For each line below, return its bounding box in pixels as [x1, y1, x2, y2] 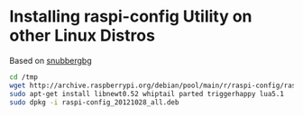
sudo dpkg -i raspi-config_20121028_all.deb [9, 97, 179, 107]
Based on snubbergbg [9, 55, 92, 66]
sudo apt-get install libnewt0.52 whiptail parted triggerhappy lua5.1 [9, 89, 284, 98]
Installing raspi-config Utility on [9, 6, 252, 27]
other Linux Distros [9, 25, 156, 46]
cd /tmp [9, 72, 39, 82]
